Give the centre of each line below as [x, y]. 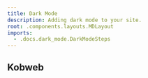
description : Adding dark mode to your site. [74, 20]
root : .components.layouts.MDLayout [60, 26]
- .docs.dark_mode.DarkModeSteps [62, 39]
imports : [20, 33]
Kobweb [25, 67]
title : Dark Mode [32, 13]
